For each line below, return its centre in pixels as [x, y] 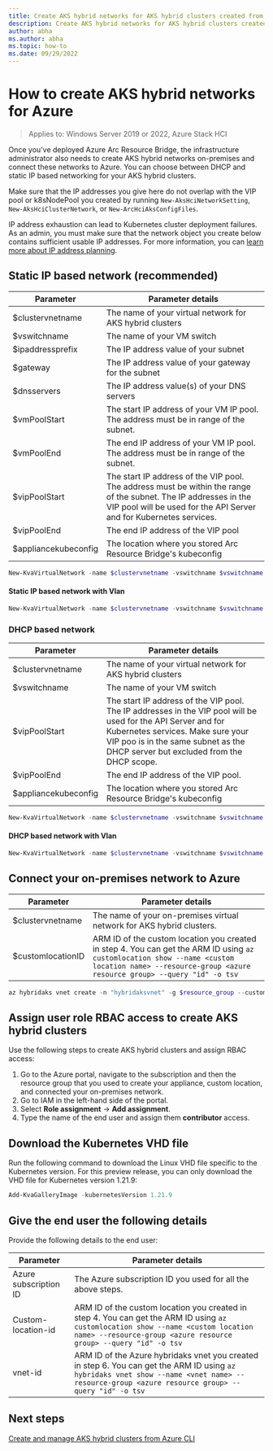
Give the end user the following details [108, 1220]
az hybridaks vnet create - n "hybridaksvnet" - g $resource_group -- [127, 992]
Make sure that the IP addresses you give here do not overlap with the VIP [132, 191]
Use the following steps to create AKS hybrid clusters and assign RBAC [128, 1050]
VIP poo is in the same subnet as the [175, 741]
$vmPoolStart [39, 419]
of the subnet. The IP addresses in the [179, 496]
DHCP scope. [132, 762]
